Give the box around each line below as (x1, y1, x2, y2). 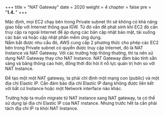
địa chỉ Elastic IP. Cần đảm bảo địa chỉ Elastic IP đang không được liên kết (5, 80, 154, 86)
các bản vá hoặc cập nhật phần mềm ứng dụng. (5, 34, 102, 40)
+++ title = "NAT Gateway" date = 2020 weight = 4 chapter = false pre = (5, 4, 152, 10)
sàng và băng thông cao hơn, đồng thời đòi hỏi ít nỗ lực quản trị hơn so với (5, 61, 155, 66)
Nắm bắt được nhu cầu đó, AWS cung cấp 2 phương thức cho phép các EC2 (5, 40, 159, 46)
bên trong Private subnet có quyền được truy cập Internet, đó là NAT (5, 45, 143, 50)
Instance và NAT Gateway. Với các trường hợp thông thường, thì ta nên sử (5, 50, 153, 56)
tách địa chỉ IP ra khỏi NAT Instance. (5, 105, 78, 111)
